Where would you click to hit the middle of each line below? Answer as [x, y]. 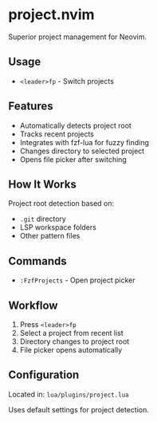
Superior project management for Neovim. [78, 37]
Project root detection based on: [61, 203]
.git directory [43, 219]
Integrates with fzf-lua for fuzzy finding [84, 142]
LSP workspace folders [58, 227]
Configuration [44, 375]
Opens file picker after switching [73, 159]
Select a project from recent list [71, 333]
